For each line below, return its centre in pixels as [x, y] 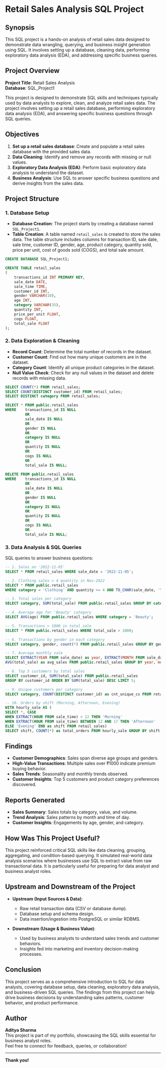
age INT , [23, 300]
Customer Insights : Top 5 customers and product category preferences [86, 779]
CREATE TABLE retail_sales [33, 268]
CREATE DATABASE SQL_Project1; [37, 259]
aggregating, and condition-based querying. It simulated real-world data [79, 855]
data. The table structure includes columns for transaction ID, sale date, [85, 240]
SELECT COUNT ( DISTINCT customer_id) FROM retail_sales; [64, 392]
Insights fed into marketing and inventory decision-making [79, 948]
